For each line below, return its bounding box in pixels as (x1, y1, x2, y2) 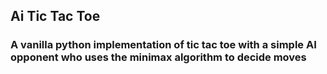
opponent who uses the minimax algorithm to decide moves (10, 50, 307, 64)
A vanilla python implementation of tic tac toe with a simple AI (10, 38, 317, 52)
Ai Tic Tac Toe (10, 8, 101, 25)
